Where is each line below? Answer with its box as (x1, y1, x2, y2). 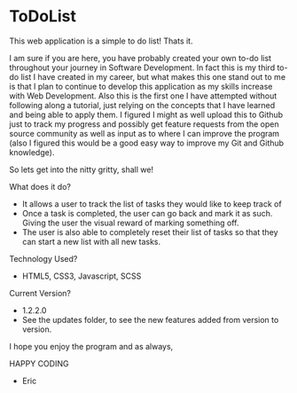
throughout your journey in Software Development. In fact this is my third (9, 62, 276, 73)
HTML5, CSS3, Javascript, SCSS (21, 271, 142, 281)
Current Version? (9, 287, 71, 298)
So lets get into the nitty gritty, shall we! (9, 164, 153, 175)
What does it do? (9, 181, 71, 192)
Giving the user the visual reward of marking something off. (21, 217, 239, 228)
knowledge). (9, 146, 55, 157)
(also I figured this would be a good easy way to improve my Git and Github (9, 138, 285, 148)
